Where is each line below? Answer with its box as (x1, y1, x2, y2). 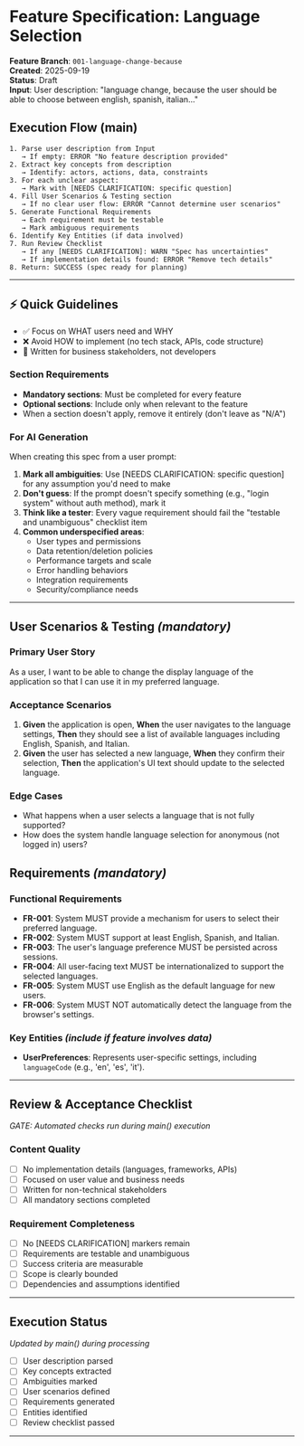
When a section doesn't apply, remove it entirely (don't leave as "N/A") (22, 408, 287, 419)
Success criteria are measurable (22, 1259, 144, 1270)
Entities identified (22, 1406, 88, 1417)
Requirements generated (22, 1396, 116, 1407)
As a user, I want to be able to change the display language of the (9, 666, 254, 677)
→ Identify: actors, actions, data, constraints (21, 167, 208, 177)
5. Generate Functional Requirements (9, 207, 152, 216)
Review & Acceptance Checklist (9, 1096, 193, 1111)
